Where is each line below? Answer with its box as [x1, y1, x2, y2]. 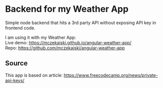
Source [5, 59, 28, 67]
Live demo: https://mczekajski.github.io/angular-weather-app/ [5, 39, 132, 45]
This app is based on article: [5, 72, 63, 78]
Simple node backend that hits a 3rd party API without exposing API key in [5, 20, 157, 26]
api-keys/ [5, 77, 25, 83]
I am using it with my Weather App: [5, 34, 77, 40]
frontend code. [5, 25, 36, 30]
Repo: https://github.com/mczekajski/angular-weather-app [5, 45, 125, 51]
